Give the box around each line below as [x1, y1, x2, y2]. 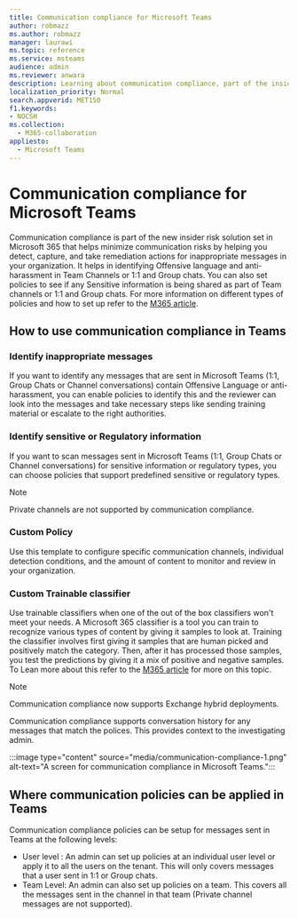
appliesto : [9, 137, 50, 146]
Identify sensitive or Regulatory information [9, 430, 202, 443]
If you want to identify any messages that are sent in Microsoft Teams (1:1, [9, 371, 280, 381]
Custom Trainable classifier [9, 587, 131, 600]
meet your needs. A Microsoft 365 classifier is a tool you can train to [9, 617, 259, 627]
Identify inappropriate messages [9, 350, 153, 363]
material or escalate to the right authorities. [9, 408, 167, 419]
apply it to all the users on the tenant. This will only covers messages [21, 860, 275, 871]
